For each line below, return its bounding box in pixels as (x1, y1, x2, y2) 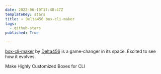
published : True (5, 30, 39, 35)
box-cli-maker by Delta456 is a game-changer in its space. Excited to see (5, 48, 156, 54)
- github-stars (9, 26, 41, 31)
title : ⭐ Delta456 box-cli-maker (5, 16, 75, 21)
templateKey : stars (5, 12, 46, 17)
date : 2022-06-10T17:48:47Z (5, 7, 64, 12)
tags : (5, 21, 16, 26)
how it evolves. (5, 54, 36, 60)
